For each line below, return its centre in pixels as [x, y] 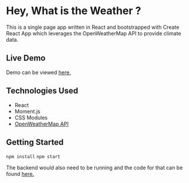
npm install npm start [33, 157]
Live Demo [26, 58]
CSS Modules [31, 117]
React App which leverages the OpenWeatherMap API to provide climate [94, 33]
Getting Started [35, 142]
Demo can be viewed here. [39, 72]
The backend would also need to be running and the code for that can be [95, 168]
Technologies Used [42, 91]
